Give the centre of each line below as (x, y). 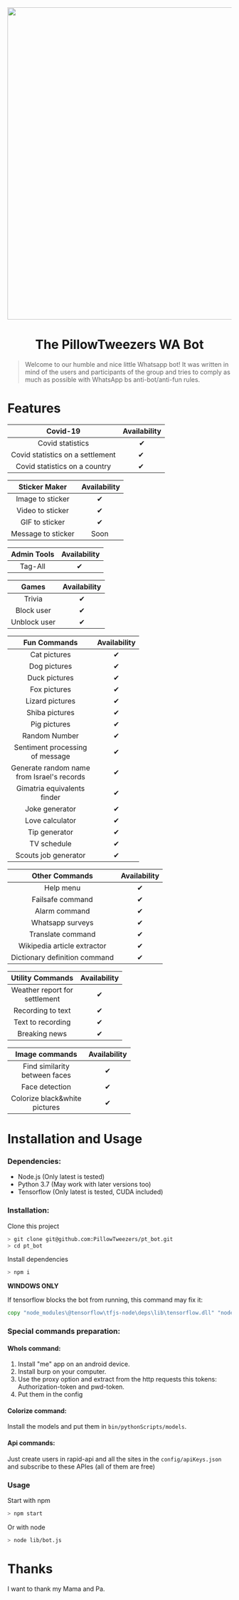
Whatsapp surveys (62, 922)
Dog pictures (51, 666)
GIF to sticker (43, 522)
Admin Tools (33, 554)
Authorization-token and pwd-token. (71, 1387)
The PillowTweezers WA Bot (119, 345)
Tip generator (50, 832)
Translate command (63, 934)
